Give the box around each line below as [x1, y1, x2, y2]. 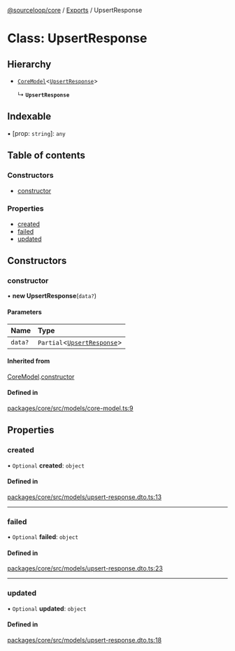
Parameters [7, 308, 42, 316]
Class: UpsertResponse [7, 31, 148, 46]
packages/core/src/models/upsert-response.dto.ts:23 [7, 564, 163, 573]
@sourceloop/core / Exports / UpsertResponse [7, 6, 143, 14]
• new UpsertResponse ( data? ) [7, 292, 97, 300]
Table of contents [7, 150, 85, 162]
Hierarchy [7, 58, 52, 70]
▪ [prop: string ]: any [7, 129, 66, 137]
